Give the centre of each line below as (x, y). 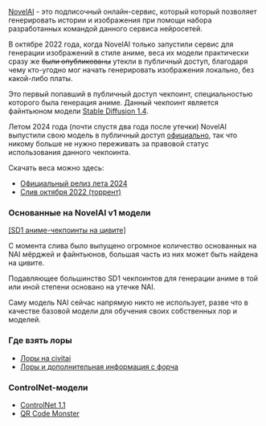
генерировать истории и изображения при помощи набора (110, 20)
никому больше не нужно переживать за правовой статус (108, 143)
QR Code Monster (50, 413)
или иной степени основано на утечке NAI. (82, 287)
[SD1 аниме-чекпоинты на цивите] (67, 230)
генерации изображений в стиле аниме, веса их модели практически (129, 53)
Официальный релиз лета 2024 (74, 183)
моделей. (25, 320)
